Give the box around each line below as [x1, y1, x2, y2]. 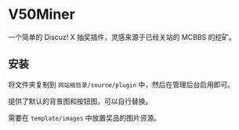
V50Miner [8, 5, 76, 23]
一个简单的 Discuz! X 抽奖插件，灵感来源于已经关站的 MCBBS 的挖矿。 [8, 32, 237, 42]
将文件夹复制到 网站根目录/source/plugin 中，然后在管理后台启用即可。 [8, 80, 235, 89]
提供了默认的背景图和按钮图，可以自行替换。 [8, 96, 153, 106]
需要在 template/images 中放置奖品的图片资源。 [8, 113, 161, 122]
